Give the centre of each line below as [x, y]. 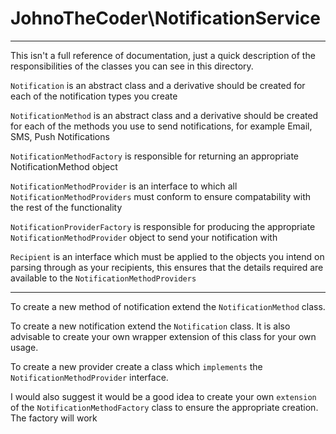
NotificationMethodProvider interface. [89, 377]
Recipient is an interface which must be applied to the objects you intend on [167, 256]
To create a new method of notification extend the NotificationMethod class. [168, 306]
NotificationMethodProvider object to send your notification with [144, 237]
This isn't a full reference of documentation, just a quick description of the [163, 55]
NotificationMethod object [64, 166]
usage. [24, 347]
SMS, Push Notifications [60, 136]
